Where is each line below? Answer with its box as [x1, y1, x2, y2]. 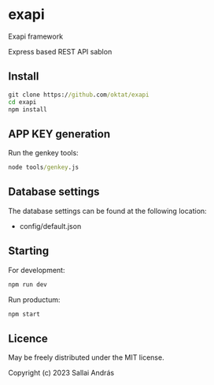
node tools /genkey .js [8, 163, 79, 171]
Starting [8, 245, 50, 258]
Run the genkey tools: [8, 148, 79, 158]
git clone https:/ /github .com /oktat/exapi [8, 91, 149, 99]
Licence [8, 331, 49, 345]
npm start [8, 310, 41, 318]
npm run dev [8, 280, 47, 289]
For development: [8, 265, 65, 275]
